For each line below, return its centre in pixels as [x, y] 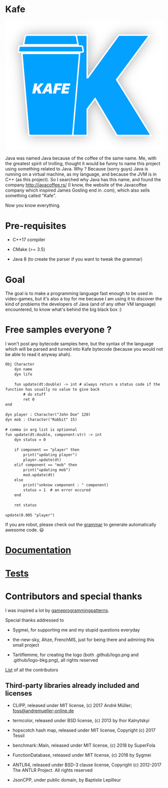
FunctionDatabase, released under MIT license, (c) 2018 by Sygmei [82, 755]
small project [26, 645]
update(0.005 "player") [30, 515]
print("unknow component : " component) [66, 485]
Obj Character [20, 364]
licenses [19, 693]
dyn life [23, 374]
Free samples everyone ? [58, 330]
